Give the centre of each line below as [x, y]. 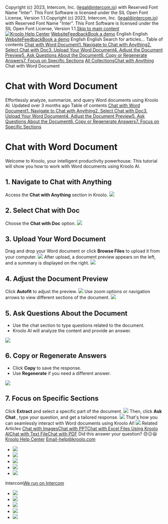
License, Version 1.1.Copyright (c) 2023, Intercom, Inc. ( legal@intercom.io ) [81, 18]
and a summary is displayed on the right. [47, 263]
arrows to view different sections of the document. [57, 298]
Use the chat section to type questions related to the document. [78, 325]
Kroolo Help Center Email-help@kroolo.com [50, 439]
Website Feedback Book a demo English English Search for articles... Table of [84, 39]
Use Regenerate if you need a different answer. [62, 373]
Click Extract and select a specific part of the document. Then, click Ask [83, 411]
